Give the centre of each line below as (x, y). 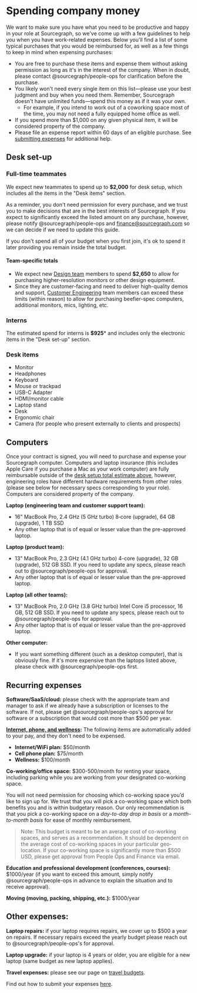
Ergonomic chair (34, 418)
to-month (18, 820)
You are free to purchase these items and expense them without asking (101, 64)
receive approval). (28, 887)
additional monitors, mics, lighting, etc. (61, 305)
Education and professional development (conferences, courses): (88, 868)
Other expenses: (37, 917)
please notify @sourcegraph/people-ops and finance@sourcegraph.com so (98, 223)
